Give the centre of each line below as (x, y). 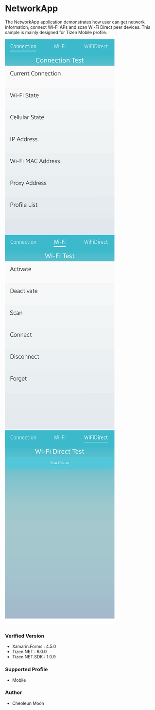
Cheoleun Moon (28, 703)
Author (14, 692)
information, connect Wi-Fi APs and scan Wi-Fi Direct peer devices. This (78, 27)
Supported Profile (26, 670)
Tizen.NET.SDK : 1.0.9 (34, 657)
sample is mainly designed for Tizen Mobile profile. (56, 32)
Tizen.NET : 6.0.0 (29, 652)
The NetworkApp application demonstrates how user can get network (75, 22)
